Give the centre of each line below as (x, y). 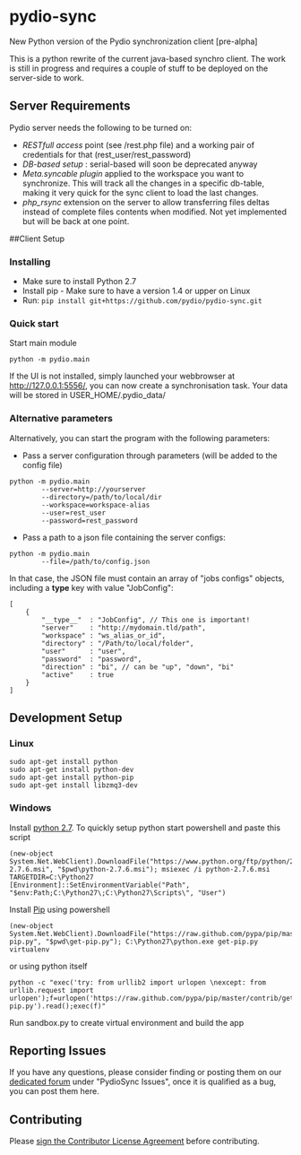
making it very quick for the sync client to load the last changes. (140, 192)
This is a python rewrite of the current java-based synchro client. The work (148, 58)
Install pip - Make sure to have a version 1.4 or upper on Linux (136, 291)
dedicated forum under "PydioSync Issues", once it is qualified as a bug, (142, 1081)
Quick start (34, 323)
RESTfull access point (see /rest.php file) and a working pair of (138, 144)
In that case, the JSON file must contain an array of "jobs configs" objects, (147, 578)
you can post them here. (55, 1091)
